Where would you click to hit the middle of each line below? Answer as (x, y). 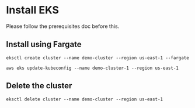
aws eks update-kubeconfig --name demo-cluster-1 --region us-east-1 (93, 68)
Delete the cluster (39, 86)
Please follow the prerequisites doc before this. (63, 26)
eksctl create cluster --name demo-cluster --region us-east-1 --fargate (98, 58)
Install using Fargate (44, 44)
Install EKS (33, 10)
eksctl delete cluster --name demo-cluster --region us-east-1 (85, 99)
